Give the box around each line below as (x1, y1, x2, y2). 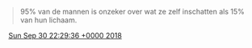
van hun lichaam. (19, 15, 78, 25)
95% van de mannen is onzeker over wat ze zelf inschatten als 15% (19, 7, 245, 16)
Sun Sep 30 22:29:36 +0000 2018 (7, 31, 123, 40)
